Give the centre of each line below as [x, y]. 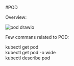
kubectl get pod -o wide [31, 52]
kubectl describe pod [28, 58]
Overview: [16, 17]
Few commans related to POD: [37, 37]
